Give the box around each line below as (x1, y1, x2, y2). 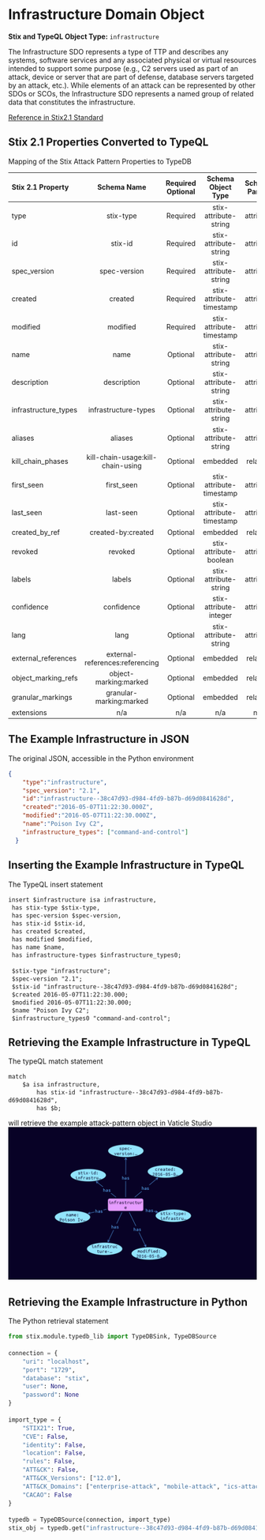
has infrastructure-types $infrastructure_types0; (11, 951, 181, 959)
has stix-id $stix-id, (11, 919, 87, 928)
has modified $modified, (11, 935, 93, 943)
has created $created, (11, 927, 87, 936)
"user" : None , (22, 1383, 69, 1391)
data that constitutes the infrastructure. (8, 97, 136, 107)
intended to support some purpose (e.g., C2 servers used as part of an (8, 63, 239, 73)
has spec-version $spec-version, (11, 911, 122, 920)
